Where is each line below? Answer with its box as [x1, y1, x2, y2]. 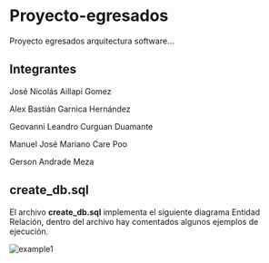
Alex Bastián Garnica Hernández [9, 103, 132, 114]
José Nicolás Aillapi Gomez [9, 85, 112, 96]
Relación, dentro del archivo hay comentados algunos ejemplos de [9, 216, 259, 227]
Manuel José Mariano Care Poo [9, 138, 128, 150]
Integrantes [9, 62, 77, 77]
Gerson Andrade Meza [9, 156, 95, 167]
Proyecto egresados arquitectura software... [9, 35, 174, 46]
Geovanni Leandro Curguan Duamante [9, 121, 154, 131]
